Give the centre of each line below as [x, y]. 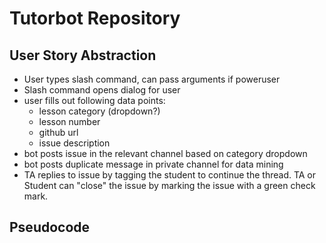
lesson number [69, 121]
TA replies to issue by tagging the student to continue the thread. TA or [170, 175]
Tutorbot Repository [95, 18]
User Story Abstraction [83, 55]
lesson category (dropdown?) [99, 111]
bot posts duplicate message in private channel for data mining [153, 164]
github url [58, 132]
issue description [74, 143]
